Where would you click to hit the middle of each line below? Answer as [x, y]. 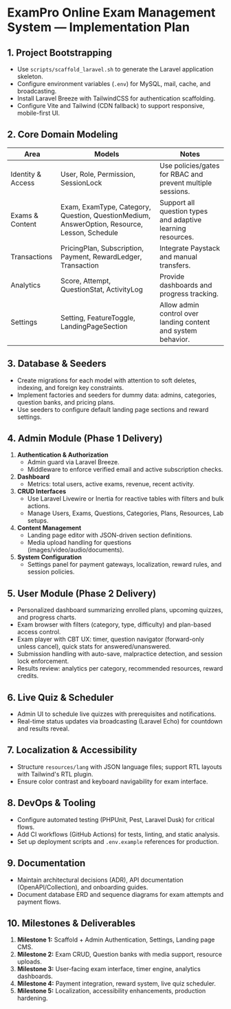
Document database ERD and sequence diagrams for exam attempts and [120, 894]
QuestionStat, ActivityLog [102, 289]
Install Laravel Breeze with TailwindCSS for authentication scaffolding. [116, 98]
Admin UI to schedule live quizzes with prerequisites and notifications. [117, 714]
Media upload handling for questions [79, 543]
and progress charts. [47, 618]
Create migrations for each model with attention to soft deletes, [107, 380]
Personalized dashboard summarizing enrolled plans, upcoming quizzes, [120, 610]
